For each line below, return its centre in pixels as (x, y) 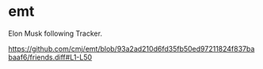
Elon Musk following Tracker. (55, 33)
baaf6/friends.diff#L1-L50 (50, 57)
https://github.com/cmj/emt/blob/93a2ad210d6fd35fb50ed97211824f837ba (131, 48)
